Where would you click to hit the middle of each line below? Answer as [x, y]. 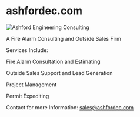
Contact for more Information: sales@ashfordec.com [70, 107]
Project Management [31, 84]
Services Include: [27, 50]
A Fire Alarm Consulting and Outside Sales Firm [64, 38]
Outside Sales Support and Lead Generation [59, 73]
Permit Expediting [28, 96]
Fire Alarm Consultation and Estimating [54, 61]
